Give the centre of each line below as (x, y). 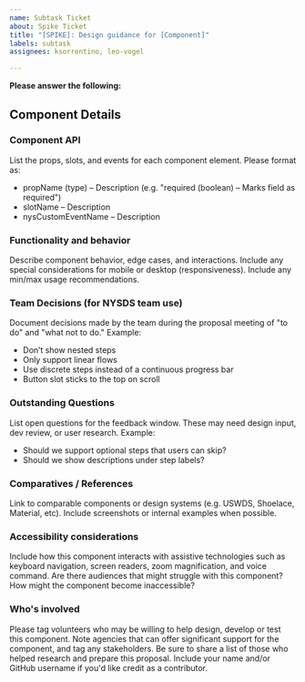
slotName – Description (66, 207)
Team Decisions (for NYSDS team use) (96, 304)
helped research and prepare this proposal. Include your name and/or (140, 658)
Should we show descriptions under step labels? (113, 460)
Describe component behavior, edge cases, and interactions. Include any (147, 260)
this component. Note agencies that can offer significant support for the (144, 638)
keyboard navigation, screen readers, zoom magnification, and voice (138, 566)
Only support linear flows (70, 360)
